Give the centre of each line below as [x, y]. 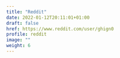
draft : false [22, 23]
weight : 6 [19, 46]
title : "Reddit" [26, 12]
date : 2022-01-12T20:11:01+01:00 [48, 18]
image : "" [19, 40]
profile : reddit [26, 34]
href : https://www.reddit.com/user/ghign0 [60, 29]
